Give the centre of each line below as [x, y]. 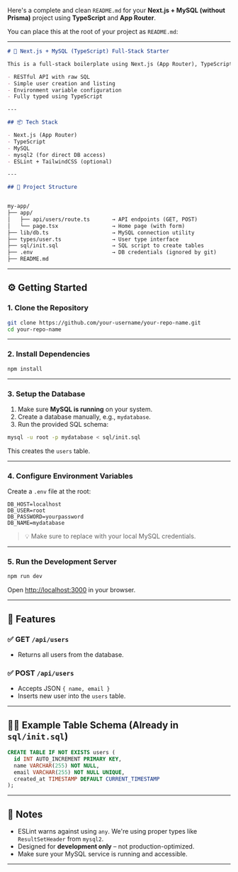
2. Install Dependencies [49, 354]
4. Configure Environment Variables [70, 476]
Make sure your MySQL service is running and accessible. [102, 854]
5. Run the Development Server [62, 562]
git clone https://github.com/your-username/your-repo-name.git [104, 322]
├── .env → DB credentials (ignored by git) [112, 252]
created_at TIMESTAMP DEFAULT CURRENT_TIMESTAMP [87, 779]
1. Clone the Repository [48, 308]
